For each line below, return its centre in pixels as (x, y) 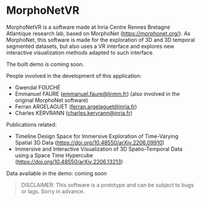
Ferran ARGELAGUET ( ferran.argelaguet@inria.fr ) (76, 106)
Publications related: (31, 124)
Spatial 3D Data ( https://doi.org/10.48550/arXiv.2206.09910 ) (90, 142)
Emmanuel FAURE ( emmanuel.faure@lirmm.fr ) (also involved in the (97, 94)
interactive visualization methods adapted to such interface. (80, 52)
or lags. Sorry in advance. (53, 191)
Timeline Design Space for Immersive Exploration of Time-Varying (97, 136)
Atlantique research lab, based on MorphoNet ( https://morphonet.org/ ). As (98, 33)
